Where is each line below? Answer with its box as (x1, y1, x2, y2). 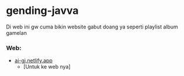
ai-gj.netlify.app (14, 57, 53, 64)
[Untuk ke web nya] (23, 63, 71, 70)
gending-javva (6, 4, 79, 17)
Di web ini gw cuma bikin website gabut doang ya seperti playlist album (6, 23, 178, 30)
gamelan (6, 29, 27, 36)
